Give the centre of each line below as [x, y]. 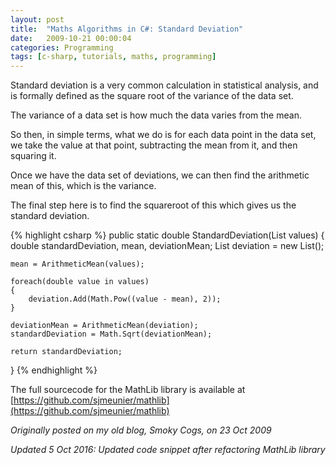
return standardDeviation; [66, 352]
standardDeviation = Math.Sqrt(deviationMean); [111, 334]
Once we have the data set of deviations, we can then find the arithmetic [160, 175]
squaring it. [33, 156]
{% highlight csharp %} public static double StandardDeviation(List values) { [167, 235]
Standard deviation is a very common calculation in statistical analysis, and [164, 85]
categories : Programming [62, 47]
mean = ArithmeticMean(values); [77, 264]
